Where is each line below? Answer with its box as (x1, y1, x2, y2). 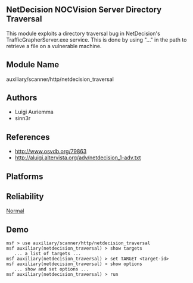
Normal (6, 207, 24, 215)
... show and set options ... (14, 266, 89, 272)
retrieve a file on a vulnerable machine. (6, 42, 102, 49)
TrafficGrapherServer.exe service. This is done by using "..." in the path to (6, 36, 187, 43)
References (6, 132, 50, 142)
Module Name (6, 59, 60, 70)
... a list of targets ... (14, 251, 82, 257)
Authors (6, 93, 38, 103)
